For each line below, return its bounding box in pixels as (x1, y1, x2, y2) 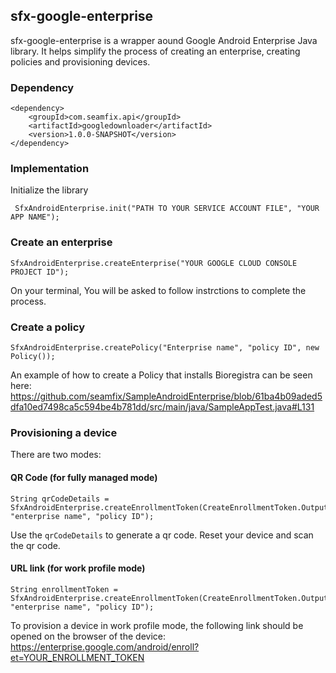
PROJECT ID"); (10, 267, 70, 277)
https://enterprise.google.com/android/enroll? (10, 640, 200, 653)
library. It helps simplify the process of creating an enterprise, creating (10, 45, 301, 57)
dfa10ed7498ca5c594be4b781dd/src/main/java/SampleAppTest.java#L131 (10, 401, 315, 413)
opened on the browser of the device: (10, 630, 166, 642)
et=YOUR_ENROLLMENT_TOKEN (10, 651, 145, 663)
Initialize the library (10, 184, 89, 196)
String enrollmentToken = (10, 584, 118, 594)
